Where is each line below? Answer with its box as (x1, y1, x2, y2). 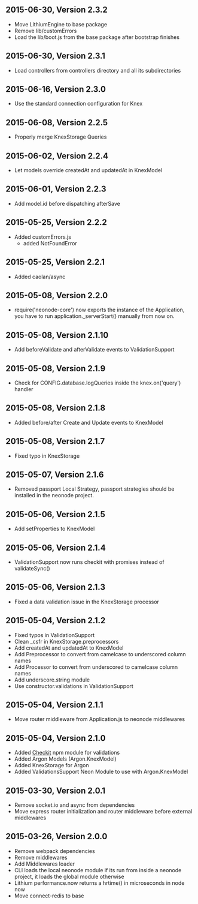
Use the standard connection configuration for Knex (14, 100, 143, 107)
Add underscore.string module (14, 676, 90, 683)
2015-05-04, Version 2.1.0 (5, 733, 106, 743)
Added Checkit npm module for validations (14, 749, 120, 756)
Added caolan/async (14, 273, 66, 280)
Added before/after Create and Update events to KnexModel (14, 419, 164, 426)
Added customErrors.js (14, 233, 71, 241)
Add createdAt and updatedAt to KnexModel (14, 644, 124, 651)
